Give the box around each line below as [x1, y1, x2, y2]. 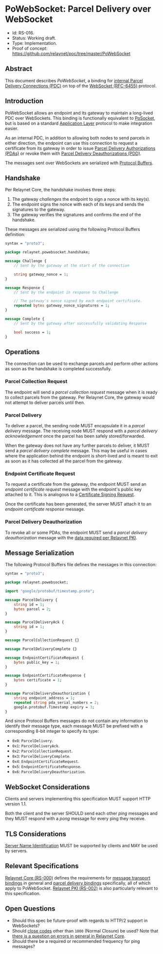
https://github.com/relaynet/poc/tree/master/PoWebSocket [12, 50, 130, 57]
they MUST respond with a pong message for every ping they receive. [5, 816, 146, 821]
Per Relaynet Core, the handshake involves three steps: [5, 187, 116, 193]
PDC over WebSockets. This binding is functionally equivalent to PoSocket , [5, 115, 156, 121]
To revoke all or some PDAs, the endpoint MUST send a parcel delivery [5, 530, 147, 535]
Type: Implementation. [12, 40, 57, 46]
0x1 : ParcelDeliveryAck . [12, 743, 60, 749]
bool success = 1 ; [14, 330, 51, 335]
